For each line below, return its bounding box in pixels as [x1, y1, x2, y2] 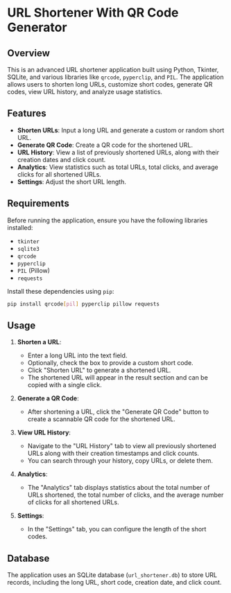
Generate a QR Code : [17, 394, 79, 402]
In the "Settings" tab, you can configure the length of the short [27, 525, 207, 533]
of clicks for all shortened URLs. [27, 498, 119, 506]
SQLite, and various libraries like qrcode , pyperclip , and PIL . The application [7, 73, 224, 81]
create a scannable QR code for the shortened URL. [27, 415, 176, 423]
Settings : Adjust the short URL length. [17, 177, 126, 186]
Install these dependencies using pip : [7, 287, 114, 295]
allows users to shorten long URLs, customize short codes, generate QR [7, 80, 213, 88]
